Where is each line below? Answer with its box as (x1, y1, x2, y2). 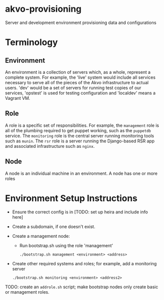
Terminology (5, 37, 58, 48)
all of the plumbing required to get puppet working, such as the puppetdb (5, 127, 151, 133)
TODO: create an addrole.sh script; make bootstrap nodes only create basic (5, 284, 158, 290)
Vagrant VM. (5, 95, 30, 101)
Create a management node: (12, 233, 70, 239)
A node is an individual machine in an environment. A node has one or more (5, 170, 158, 176)
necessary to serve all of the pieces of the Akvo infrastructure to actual (5, 79, 149, 85)
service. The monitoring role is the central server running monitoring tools (5, 133, 154, 138)
